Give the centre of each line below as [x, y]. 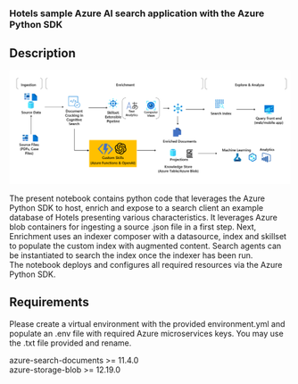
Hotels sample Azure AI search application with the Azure [137, 13]
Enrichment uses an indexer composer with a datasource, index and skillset [148, 236]
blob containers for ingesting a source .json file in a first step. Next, [133, 227]
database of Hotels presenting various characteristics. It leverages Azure [144, 217]
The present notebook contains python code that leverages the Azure [137, 198]
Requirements [49, 302]
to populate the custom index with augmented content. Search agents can [145, 246]
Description [42, 53]
